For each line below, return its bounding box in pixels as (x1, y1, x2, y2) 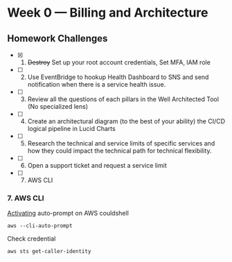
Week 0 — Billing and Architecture (7, 5, 208, 21)
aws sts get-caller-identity (7, 248, 91, 255)
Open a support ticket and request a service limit (27, 161, 168, 169)
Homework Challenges (7, 33, 108, 44)
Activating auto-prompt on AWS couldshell (7, 209, 130, 218)
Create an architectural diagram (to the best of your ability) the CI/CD (27, 117, 226, 125)
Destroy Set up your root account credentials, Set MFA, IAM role (27, 58, 211, 67)
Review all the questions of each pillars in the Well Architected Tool (27, 95, 220, 103)
